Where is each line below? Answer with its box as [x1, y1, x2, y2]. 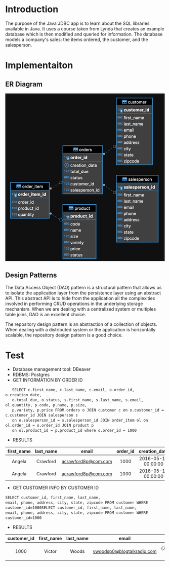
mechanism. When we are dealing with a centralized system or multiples [5, 306, 156, 312]
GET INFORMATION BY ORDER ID [12, 377, 83, 383]
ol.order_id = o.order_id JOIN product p [5, 423, 94, 428]
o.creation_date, [5, 393, 42, 398]
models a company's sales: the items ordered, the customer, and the [5, 36, 148, 43]
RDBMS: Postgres [12, 371, 50, 378]
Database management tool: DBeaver [12, 366, 91, 372]
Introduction [5, 4, 59, 15]
